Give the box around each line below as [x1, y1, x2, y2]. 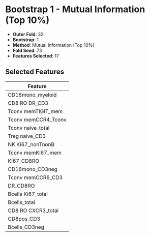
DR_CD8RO [8, 182, 35, 189]
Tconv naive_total [8, 124, 50, 131]
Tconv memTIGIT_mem [8, 108, 63, 115]
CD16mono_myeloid [8, 91, 57, 98]
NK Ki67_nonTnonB [8, 141, 55, 148]
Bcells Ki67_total [8, 190, 48, 197]
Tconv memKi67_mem [8, 149, 62, 156]
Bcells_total [8, 198, 36, 205]
